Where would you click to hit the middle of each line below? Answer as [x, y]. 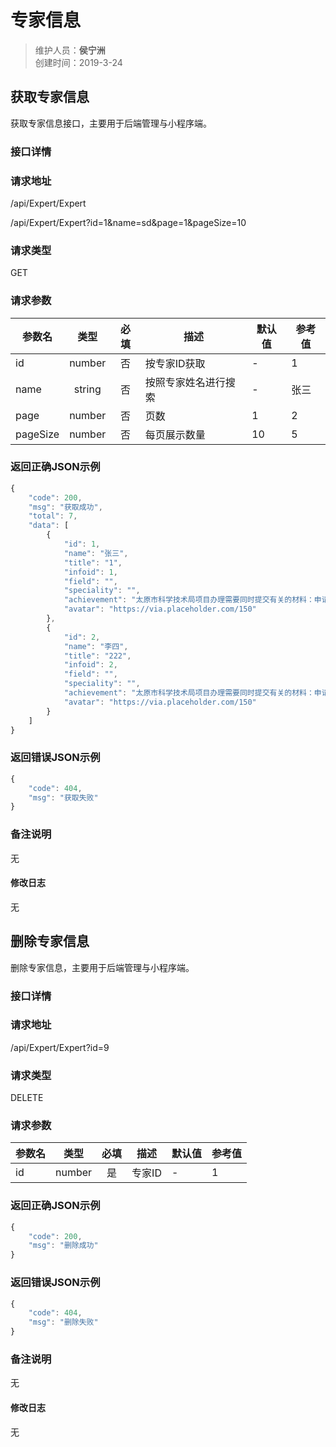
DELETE [27, 1098]
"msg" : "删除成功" [63, 1246]
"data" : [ [49, 526]
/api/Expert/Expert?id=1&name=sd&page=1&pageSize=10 [128, 222]
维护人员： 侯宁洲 [70, 50]
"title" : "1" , [93, 562]
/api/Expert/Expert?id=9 [60, 1047]
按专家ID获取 [175, 363]
